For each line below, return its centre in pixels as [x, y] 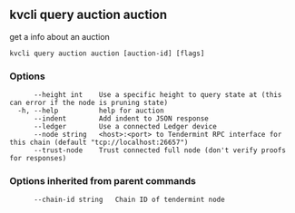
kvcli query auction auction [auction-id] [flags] [107, 53]
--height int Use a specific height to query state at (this [157, 95]
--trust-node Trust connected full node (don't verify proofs [159, 150]
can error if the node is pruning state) [89, 103]
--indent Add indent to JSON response [121, 119]
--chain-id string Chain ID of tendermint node [129, 200]
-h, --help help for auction [91, 111]
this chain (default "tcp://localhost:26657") [99, 143]
